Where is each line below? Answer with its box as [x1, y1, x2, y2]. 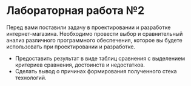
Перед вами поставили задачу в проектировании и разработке [6, 24, 171, 31]
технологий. [15, 74, 47, 81]
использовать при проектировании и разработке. [6, 43, 135, 50]
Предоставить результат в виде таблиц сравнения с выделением [15, 55, 186, 62]
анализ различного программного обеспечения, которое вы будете [6, 36, 183, 44]
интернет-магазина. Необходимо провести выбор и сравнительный [6, 30, 183, 37]
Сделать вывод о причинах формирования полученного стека [15, 67, 177, 74]
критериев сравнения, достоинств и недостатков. [15, 61, 146, 68]
